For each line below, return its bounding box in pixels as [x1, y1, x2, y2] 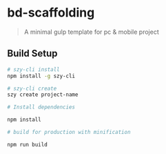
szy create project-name [7, 91, 79, 98]
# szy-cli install [7, 66, 60, 73]
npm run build [7, 141, 48, 148]
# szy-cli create [7, 85, 57, 92]
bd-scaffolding [7, 5, 95, 21]
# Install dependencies [7, 104, 76, 111]
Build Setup [7, 48, 58, 59]
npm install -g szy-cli [7, 73, 76, 79]
